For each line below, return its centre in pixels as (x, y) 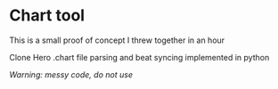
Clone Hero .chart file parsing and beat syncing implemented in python (139, 57)
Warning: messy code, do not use (71, 74)
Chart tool (47, 16)
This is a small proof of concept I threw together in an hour (117, 40)
